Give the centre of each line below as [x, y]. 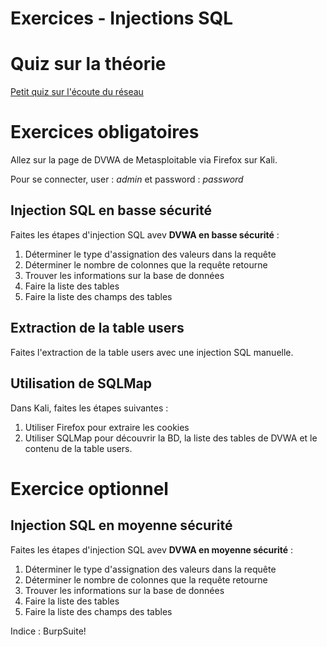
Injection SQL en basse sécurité [111, 210]
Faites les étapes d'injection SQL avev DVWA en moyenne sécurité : [152, 549]
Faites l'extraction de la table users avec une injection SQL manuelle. [152, 352]
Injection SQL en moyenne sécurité [121, 525]
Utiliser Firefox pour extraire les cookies [107, 427]
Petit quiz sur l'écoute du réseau [77, 92]
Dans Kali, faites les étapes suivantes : [89, 408]
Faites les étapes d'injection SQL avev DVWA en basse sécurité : [145, 234]
